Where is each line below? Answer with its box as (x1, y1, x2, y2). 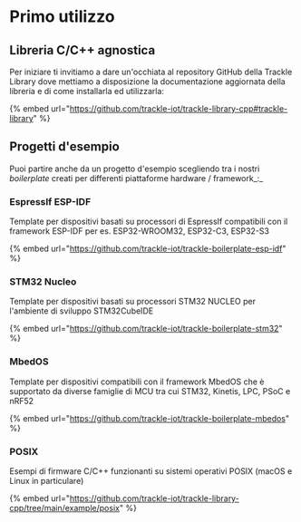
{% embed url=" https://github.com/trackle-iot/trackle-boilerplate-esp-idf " (9, 243, 286, 255)
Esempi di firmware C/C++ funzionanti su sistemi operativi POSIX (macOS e (9, 466, 293, 477)
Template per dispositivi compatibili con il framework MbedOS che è (9, 376, 265, 387)
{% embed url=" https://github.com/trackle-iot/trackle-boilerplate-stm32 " (9, 324, 283, 334)
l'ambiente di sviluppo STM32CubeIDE (9, 305, 154, 316)
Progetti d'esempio (9, 139, 120, 155)
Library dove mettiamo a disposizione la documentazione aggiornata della (9, 76, 286, 87)
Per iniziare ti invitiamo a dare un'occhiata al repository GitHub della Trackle (9, 66, 293, 77)
